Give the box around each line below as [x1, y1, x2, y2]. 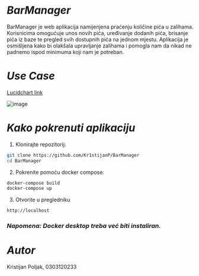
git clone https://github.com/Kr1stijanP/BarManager [7, 152, 140, 158]
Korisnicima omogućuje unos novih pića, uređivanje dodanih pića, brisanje [7, 29, 188, 36]
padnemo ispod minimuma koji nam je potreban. [7, 48, 124, 55]
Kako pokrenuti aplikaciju [7, 121, 136, 135]
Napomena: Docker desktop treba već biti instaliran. [7, 222, 162, 230]
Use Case [7, 69, 55, 83]
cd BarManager [7, 158, 42, 164]
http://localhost [7, 208, 50, 214]
